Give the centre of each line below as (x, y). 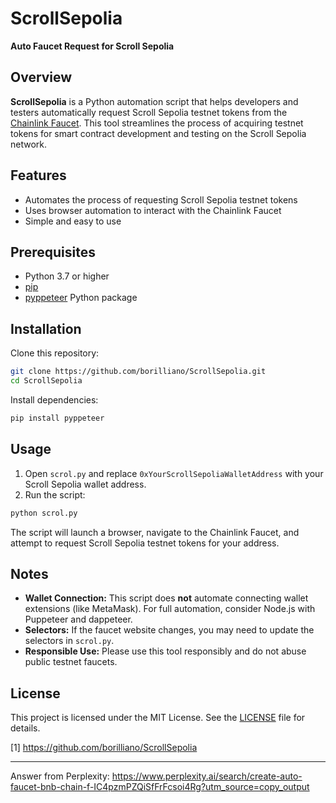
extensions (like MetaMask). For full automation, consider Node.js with (170, 609)
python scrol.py (44, 513)
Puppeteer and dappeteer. (78, 619)
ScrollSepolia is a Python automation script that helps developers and (154, 101)
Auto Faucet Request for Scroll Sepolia (92, 46)
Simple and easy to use (73, 221)
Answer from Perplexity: (60, 776)
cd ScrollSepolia (46, 381)
